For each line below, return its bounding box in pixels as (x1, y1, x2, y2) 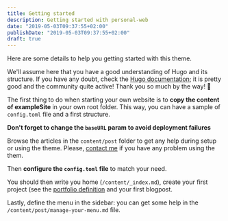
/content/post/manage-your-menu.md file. (7, 206, 121, 214)
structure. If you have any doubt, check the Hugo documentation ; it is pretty (7, 75, 221, 83)
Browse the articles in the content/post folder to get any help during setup (7, 137, 217, 145)
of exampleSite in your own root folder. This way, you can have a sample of (7, 103, 220, 111)
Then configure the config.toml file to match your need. (7, 165, 167, 173)
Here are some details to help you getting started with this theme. (7, 54, 192, 62)
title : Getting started (7, 10, 75, 17)
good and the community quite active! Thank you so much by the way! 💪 (7, 82, 212, 91)
